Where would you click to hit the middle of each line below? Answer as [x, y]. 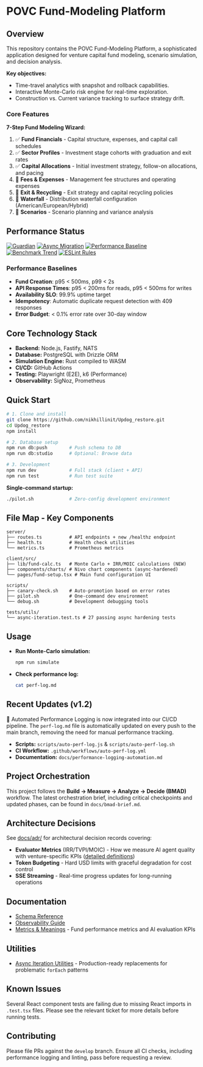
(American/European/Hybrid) [52, 206]
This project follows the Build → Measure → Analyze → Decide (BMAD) [97, 791]
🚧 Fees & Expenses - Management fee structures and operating [95, 179]
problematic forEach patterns [52, 970]
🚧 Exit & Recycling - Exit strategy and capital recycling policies [94, 193]
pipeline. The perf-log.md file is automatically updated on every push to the [101, 725]
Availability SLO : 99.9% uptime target [63, 294]
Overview [25, 34]
